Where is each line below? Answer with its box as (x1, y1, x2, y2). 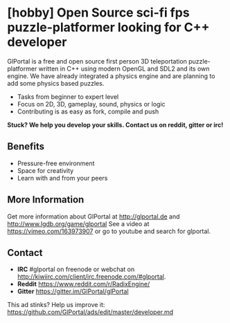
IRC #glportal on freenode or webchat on (17, 265, 135, 274)
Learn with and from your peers (17, 174, 108, 182)
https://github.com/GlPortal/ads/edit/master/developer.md (7, 308, 174, 316)
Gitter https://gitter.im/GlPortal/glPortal (17, 287, 130, 295)
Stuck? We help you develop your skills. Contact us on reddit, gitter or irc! (7, 120, 224, 129)
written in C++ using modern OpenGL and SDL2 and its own (38, 64, 210, 73)
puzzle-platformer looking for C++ (7, 19, 210, 35)
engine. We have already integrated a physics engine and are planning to (7, 71, 215, 80)
